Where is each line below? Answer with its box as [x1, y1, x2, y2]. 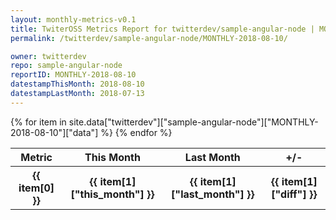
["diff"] [271, 187, 307, 201]
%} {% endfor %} [100, 126, 173, 138]
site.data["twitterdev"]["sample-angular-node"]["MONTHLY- [68, 116, 319, 128]
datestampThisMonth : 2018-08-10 [10, 79, 145, 90]
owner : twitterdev [10, 51, 87, 61]
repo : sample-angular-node [10, 61, 123, 71]
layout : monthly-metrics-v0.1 [10, 14, 137, 25]
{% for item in [10, 116, 67, 128]
